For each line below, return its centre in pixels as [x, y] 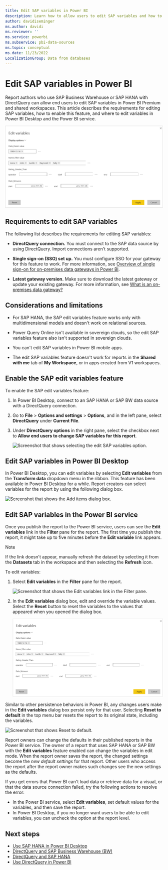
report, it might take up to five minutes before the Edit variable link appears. [83, 537]
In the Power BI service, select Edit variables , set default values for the [85, 802]
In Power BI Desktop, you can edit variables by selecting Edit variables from [84, 473]
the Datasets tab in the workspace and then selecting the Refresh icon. [79, 562]
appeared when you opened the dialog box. [57, 612]
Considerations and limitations [54, 305]
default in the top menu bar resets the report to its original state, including [81, 715]
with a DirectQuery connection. [44, 405]
